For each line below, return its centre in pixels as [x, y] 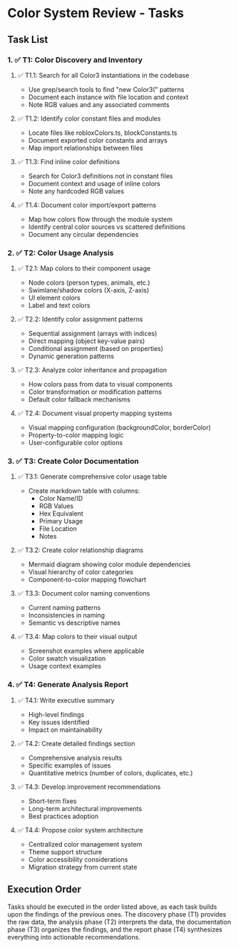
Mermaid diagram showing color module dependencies [109, 564]
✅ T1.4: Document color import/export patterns [87, 205]
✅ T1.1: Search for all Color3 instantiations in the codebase [103, 75]
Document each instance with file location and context [108, 97]
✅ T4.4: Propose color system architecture [81, 830]
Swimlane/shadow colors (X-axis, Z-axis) [89, 290]
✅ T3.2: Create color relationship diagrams [81, 550]
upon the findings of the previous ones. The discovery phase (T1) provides [117, 914]
